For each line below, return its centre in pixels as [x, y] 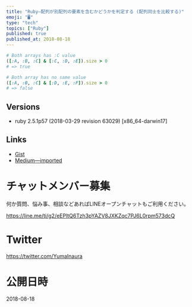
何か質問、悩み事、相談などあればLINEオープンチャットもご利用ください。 [97, 204]
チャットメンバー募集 [58, 186]
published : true [26, 34]
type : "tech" [22, 23]
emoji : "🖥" [20, 17]
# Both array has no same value [46, 77]
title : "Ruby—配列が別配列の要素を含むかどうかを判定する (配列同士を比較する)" [95, 12]
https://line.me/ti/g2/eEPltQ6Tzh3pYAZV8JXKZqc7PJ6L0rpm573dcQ [91, 216]
